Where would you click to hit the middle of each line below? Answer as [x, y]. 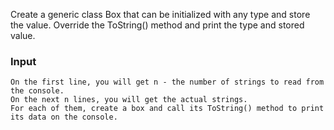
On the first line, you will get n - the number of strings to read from [167, 82]
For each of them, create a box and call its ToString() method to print [167, 109]
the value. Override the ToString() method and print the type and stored [157, 25]
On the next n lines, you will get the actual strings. [129, 100]
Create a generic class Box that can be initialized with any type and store [160, 14]
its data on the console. [64, 117]
